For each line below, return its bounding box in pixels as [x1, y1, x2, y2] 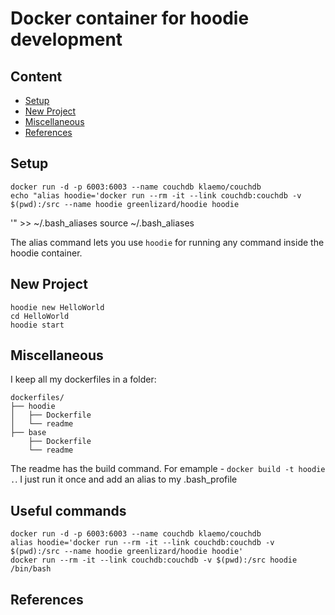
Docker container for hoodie [10, 7, 250, 30]
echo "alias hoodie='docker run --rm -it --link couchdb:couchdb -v [10, 190, 302, 201]
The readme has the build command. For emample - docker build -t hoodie [10, 463, 326, 475]
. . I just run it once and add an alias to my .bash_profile [10, 473, 238, 486]
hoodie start [10, 320, 65, 330]
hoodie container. [10, 247, 83, 259]
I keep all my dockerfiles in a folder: [10, 373, 157, 386]
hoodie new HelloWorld [10, 302, 105, 312]
